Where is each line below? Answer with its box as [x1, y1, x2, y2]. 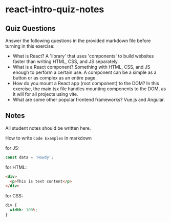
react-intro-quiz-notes [5, 4, 104, 15]
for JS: [5, 145, 19, 151]
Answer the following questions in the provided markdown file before [5, 37, 151, 44]
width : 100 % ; [10, 208, 38, 213]
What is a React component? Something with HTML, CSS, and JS [12, 64, 151, 70]
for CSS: [5, 193, 23, 199]
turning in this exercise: [5, 43, 55, 49]
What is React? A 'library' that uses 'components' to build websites [12, 53, 154, 59]
